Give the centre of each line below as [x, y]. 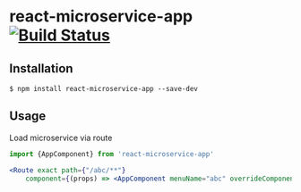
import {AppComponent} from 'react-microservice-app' [112, 154]
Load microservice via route [61, 138]
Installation [41, 68]
